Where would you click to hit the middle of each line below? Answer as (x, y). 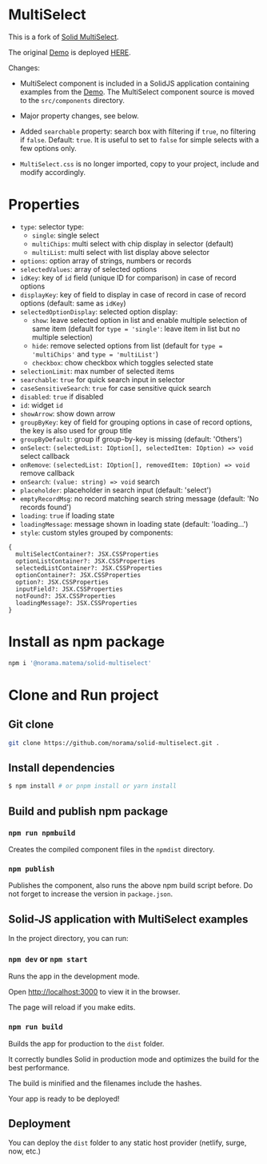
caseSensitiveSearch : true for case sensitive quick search (116, 388)
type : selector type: (52, 226)
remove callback (47, 472)
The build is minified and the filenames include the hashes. (105, 1083)
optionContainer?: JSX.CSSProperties (78, 575)
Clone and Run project (84, 695)
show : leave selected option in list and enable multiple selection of (139, 320)
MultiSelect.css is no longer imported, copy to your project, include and (139, 163)
